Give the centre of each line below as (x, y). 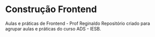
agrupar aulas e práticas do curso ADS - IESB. (53, 28)
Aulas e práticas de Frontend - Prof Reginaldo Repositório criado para (78, 23)
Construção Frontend (51, 9)
